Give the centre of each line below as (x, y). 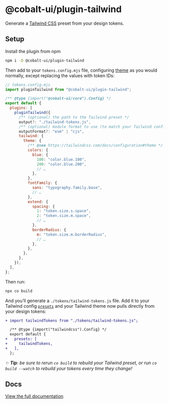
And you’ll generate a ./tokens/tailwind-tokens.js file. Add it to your (77, 301)
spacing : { (44, 206)
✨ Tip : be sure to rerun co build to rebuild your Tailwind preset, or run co (81, 363)
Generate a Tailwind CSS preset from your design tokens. (65, 23)
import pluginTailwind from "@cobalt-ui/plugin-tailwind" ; (68, 89)
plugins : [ (21, 108)
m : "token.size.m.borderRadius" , (72, 235)
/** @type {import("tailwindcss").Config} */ (58, 330)
